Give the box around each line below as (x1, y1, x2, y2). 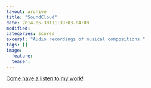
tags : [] (6, 42, 28, 48)
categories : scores (6, 31, 55, 37)
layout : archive (6, 8, 47, 15)
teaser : (11, 58, 31, 64)
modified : (6, 25, 31, 32)
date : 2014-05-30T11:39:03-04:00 (6, 20, 90, 26)
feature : (11, 53, 33, 59)
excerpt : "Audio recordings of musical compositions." (6, 36, 146, 42)
